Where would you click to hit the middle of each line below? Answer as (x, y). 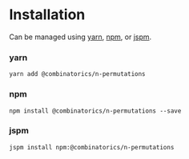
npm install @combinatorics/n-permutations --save (95, 111)
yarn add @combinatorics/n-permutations (78, 74)
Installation (47, 15)
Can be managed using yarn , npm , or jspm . (80, 37)
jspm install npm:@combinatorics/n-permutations (92, 147)
